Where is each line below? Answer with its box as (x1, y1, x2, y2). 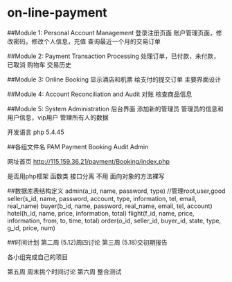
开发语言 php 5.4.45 (7, 128, 64, 136)
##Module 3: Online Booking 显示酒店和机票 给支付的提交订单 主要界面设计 (7, 75, 222, 84)
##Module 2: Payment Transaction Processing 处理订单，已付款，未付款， (7, 52, 220, 60)
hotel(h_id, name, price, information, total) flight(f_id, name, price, (7, 209, 195, 217)
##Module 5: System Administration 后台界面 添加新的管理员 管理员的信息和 (7, 104, 224, 113)
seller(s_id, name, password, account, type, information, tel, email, (7, 194, 197, 203)
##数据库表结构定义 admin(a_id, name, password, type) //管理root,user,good (7, 187, 226, 195)
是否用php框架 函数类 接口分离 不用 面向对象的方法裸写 (7, 171, 165, 180)
